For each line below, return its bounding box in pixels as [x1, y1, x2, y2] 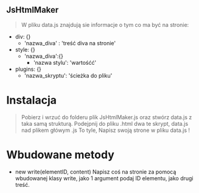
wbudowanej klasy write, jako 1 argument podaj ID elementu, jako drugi [15, 174, 194, 182]
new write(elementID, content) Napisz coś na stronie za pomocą [15, 168, 176, 175]
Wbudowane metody [6, 148, 114, 161]
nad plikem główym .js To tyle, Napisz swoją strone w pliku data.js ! [21, 126, 190, 134]
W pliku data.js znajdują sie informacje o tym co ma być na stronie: [21, 21, 189, 28]
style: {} [15, 46, 35, 53]
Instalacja [6, 93, 57, 107]
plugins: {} [15, 65, 41, 73]
